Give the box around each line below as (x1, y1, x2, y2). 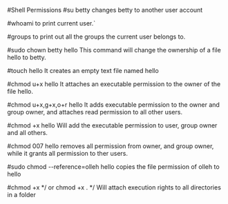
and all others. (7, 129, 48, 136)
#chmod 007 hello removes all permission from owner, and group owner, (7, 142, 214, 150)
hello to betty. (7, 53, 46, 61)
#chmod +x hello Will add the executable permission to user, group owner (7, 121, 218, 130)
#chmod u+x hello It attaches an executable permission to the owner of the (7, 80, 221, 88)
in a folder (7, 191, 36, 198)
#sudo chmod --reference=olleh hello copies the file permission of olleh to (7, 163, 220, 171)
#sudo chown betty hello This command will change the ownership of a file (7, 46, 221, 54)
